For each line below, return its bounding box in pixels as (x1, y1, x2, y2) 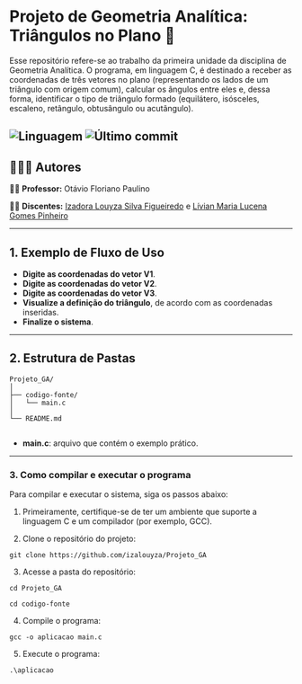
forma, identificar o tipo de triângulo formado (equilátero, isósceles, (9, 93, 260, 104)
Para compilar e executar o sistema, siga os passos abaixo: (9, 489, 229, 500)
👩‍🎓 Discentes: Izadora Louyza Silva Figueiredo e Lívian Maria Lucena (9, 200, 268, 212)
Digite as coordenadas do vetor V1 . (22, 268, 155, 280)
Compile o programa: (22, 616, 102, 626)
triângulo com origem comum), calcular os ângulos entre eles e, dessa (9, 84, 271, 94)
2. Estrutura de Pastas (9, 351, 137, 366)
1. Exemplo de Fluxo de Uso (9, 244, 164, 260)
